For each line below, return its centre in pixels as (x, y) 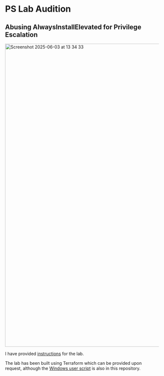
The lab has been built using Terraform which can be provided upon (73, 363)
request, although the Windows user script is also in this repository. (73, 368)
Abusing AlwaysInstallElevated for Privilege (73, 27)
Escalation (21, 34)
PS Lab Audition (38, 9)
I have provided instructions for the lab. (44, 354)
